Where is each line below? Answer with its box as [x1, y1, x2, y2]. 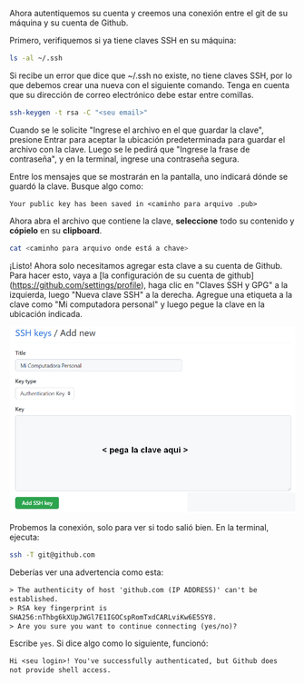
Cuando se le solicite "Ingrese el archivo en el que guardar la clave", [9, 124, 265, 135]
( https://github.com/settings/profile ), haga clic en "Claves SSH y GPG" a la [9, 279, 289, 290]
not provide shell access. [9, 666, 112, 675]
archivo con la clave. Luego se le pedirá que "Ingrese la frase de [9, 144, 250, 154]
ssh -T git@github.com [9, 550, 95, 560]
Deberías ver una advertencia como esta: [9, 567, 164, 578]
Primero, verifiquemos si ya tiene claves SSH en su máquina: [9, 35, 237, 45]
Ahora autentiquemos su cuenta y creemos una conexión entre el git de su [9, 8, 289, 18]
